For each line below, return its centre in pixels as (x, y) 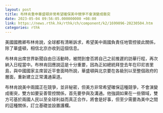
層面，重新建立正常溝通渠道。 (35, 77)
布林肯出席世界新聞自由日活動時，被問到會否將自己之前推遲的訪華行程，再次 (81, 58)
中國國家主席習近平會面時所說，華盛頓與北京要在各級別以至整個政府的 (88, 71)
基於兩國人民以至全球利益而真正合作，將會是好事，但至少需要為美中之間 (86, 99)
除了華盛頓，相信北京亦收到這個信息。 (43, 48)
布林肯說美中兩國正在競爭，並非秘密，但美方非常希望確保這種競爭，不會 (77, 87)
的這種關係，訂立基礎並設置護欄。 (39, 106)
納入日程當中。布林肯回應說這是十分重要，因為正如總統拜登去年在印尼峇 (77, 65)
